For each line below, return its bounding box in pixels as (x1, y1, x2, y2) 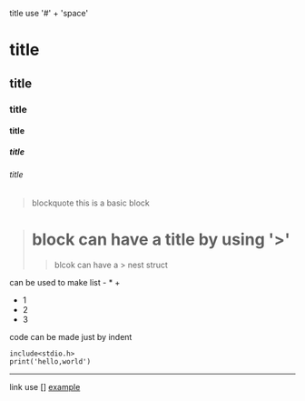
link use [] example (9, 381, 81, 392)
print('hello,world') (9, 356, 92, 366)
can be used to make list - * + (9, 276, 121, 287)
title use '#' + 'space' (9, 8, 89, 18)
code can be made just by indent (9, 331, 133, 342)
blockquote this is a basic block (31, 197, 150, 208)
